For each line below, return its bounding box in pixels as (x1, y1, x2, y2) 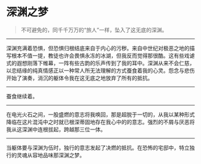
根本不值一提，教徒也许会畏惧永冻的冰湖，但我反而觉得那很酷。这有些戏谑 (11, 52, 195, 59)
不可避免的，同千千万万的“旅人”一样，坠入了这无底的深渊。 (20, 26, 167, 33)
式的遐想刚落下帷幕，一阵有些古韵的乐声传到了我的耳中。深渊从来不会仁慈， (6, 59, 195, 66)
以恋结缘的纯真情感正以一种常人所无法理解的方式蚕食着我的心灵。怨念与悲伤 (6, 67, 195, 74)
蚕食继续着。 (6, 92, 38, 100)
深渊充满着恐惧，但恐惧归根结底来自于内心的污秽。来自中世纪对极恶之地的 (6, 44, 190, 51)
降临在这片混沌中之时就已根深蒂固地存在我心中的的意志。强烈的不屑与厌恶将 (6, 118, 195, 125)
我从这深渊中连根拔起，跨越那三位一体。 (6, 126, 106, 133)
